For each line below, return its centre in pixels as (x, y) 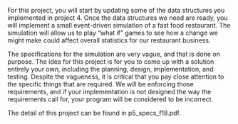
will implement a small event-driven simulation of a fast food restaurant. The (119, 25)
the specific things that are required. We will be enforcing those (100, 84)
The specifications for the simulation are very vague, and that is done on (114, 54)
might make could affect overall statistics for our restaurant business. (109, 40)
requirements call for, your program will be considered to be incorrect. (110, 99)
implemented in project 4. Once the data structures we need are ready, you (118, 18)
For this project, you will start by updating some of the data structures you (116, 10)
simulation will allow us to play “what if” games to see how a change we (113, 33)
